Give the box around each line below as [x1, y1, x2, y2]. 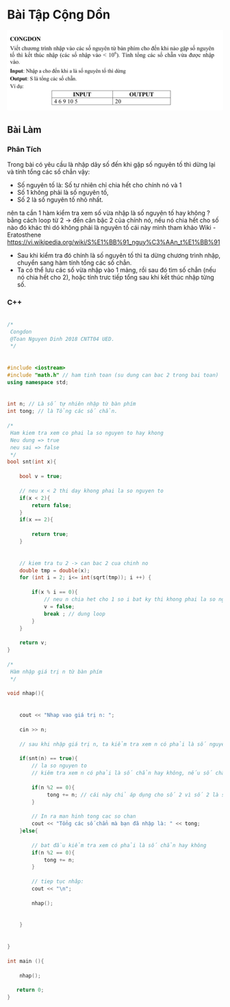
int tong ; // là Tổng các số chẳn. [7, 408, 118, 415]
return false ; [31, 501, 72, 509]
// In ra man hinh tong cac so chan [31, 813, 136, 820]
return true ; [31, 531, 69, 538]
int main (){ [7, 958, 44, 964]
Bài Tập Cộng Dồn [7, 7, 111, 23]
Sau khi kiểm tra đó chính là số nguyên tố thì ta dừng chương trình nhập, [16, 251, 221, 259]
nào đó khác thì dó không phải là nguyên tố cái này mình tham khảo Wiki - [7, 223, 216, 231]
